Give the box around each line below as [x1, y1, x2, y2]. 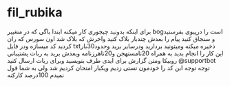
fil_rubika [7, 5, 63, 20]
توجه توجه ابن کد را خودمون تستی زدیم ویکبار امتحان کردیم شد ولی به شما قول [7, 63, 210, 72]
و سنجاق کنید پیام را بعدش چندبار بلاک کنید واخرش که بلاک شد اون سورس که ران [7, 34, 216, 42]
